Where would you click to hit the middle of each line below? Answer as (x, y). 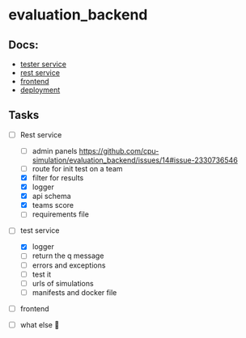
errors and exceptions (69, 265)
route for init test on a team (77, 168)
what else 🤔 (40, 324)
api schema (51, 196)
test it (42, 274)
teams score (53, 205)
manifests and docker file (74, 292)
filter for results (58, 178)
